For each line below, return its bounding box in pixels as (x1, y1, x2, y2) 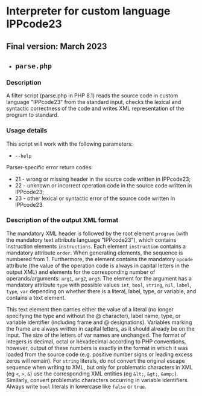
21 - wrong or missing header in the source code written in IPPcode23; (14, 175, 191, 183)
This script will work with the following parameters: (6, 140, 133, 148)
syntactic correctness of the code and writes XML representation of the (6, 105, 185, 112)
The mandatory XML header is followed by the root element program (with (6, 230, 189, 237)
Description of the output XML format (6, 216, 119, 224)
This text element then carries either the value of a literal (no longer (6, 305, 174, 313)
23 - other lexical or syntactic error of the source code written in (14, 195, 175, 202)
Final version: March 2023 (6, 41, 107, 51)
